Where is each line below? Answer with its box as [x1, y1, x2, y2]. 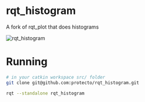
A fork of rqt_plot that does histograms [6, 23, 99, 30]
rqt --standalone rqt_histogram [6, 90, 84, 96]
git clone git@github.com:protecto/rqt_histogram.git [6, 80, 140, 86]
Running [6, 55, 48, 68]
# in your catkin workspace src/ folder [6, 74, 106, 80]
